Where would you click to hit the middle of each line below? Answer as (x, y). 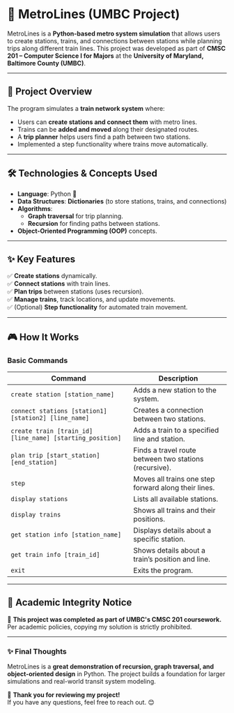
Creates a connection (169, 411)
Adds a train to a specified (176, 430)
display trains (36, 515)
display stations (39, 499)
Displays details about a (172, 530)
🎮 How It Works (43, 337)
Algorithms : (35, 208)
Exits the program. (163, 571)
